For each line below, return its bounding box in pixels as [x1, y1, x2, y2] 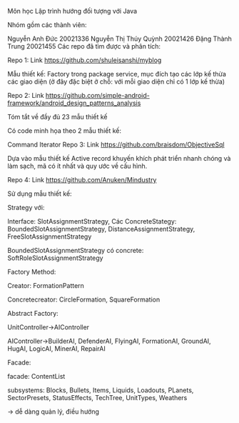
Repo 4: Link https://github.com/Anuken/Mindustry [7, 176, 157, 184]
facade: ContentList [7, 372, 66, 380]
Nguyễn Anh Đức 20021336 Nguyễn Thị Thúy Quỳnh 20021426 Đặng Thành [7, 34, 232, 43]
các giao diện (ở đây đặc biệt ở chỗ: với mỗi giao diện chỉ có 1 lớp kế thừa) [7, 77, 225, 86]
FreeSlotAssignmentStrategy [7, 232, 92, 241]
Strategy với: [7, 204, 45, 211]
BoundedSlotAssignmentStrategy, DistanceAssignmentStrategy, [7, 225, 195, 233]
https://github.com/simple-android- [45, 91, 150, 99]
